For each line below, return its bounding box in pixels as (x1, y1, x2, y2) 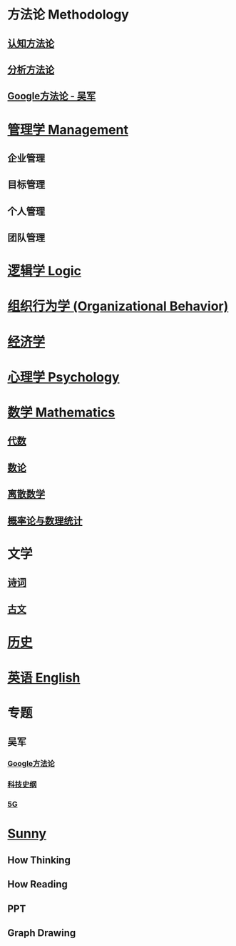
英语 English (7, 669, 81, 686)
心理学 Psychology (7, 369, 120, 385)
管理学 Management (7, 121, 128, 138)
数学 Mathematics (7, 404, 116, 421)
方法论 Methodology (7, 6, 130, 23)
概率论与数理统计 (7, 514, 83, 527)
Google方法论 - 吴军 (7, 90, 96, 102)
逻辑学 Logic (7, 263, 82, 279)
